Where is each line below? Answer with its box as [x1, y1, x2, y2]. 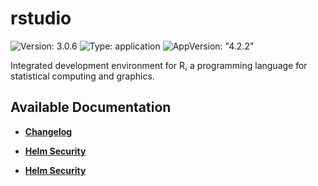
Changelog [24, 125, 73, 137]
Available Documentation [10, 99, 172, 116]
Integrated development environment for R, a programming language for [10, 59, 308, 71]
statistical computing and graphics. [10, 70, 155, 82]
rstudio [10, 7, 72, 30]
